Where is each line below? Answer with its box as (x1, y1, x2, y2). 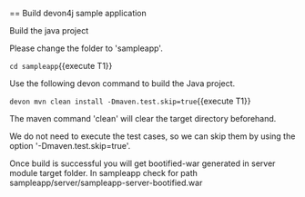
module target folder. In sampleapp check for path (9, 168, 198, 178)
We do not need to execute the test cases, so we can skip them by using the (9, 131, 296, 142)
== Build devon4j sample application (9, 8, 147, 18)
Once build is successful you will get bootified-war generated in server (9, 158, 276, 169)
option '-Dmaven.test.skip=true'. (9, 141, 131, 151)
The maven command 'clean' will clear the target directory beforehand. (9, 113, 277, 123)
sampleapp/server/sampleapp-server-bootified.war (9, 177, 203, 188)
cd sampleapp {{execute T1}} (9, 61, 113, 71)
